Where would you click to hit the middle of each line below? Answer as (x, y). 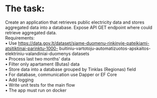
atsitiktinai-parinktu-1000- (32, 48)
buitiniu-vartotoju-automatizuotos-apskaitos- (105, 48)
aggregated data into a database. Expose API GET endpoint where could (79, 27)
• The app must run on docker (36, 90)
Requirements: (20, 38)
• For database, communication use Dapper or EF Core (61, 74)
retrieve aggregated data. (31, 33)
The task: (25, 9)
